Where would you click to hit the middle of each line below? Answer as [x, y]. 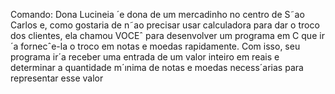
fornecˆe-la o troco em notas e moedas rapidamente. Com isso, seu [160, 46]
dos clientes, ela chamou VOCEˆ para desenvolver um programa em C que [164, 35]
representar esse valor [57, 78]
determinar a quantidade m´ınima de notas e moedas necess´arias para [157, 67]
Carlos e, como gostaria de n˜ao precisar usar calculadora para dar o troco [165, 25]
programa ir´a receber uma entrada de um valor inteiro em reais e [145, 57]
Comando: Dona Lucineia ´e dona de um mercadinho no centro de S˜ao [157, 14]
